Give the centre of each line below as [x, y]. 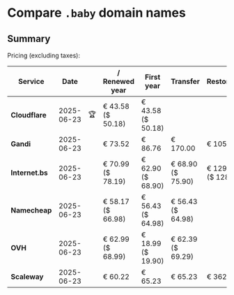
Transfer [185, 81]
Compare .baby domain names [96, 13]
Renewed [118, 81]
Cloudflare [29, 115]
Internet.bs [30, 173]
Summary [29, 39]
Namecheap [31, 210]
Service [31, 81]
